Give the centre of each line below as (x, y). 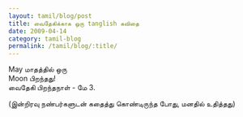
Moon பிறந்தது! (32, 79)
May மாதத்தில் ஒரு (38, 69)
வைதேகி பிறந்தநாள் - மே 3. (52, 88)
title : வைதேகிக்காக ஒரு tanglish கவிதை (74, 24)
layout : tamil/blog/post (50, 16)
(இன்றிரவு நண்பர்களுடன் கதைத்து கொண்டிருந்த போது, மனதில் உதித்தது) (122, 104)
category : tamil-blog (45, 39)
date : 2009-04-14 (38, 31)
